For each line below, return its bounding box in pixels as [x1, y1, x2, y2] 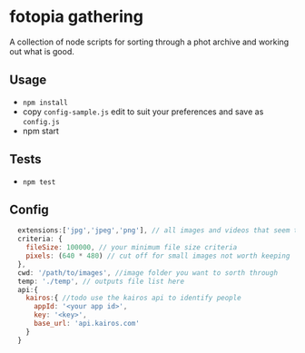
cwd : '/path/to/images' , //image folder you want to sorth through [17, 268, 279, 278]
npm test [22, 177, 56, 187]
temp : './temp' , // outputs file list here [17, 277, 184, 286]
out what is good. [9, 45, 75, 56]
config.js [22, 117, 61, 126]
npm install [22, 98, 68, 107]
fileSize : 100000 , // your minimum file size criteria [25, 243, 238, 252]
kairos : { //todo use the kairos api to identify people [25, 293, 242, 303]
